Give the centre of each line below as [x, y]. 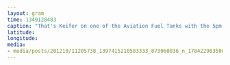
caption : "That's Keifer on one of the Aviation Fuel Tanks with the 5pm [115, 26]
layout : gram [26, 13]
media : [16, 45]
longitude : [23, 39]
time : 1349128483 [32, 20]
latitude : [21, 32]
